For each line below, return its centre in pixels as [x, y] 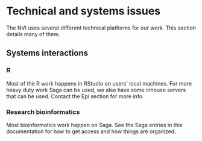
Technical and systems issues [84, 11]
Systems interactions [47, 53]
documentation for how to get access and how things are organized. [91, 131]
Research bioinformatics [43, 111]
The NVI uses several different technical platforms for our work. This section [101, 28]
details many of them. [33, 34]
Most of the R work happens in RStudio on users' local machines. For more [99, 83]
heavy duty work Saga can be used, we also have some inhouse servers [96, 90]
